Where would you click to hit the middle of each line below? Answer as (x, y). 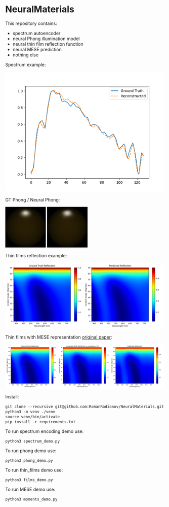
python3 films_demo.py (29, 480)
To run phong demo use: (31, 451)
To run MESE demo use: (30, 489)
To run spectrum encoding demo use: (45, 431)
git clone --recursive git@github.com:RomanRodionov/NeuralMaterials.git (85, 407)
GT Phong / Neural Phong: (33, 199)
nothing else (26, 55)
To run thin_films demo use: (34, 470)
